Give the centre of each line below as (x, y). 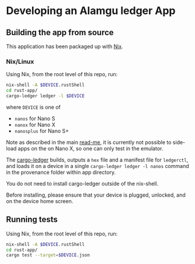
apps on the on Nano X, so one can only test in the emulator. (90, 148)
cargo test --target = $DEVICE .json (48, 255)
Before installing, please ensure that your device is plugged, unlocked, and (96, 195)
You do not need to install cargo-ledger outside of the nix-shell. (82, 183)
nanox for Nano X (35, 125)
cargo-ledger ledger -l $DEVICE (45, 96)
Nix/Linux (20, 61)
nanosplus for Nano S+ (41, 131)
